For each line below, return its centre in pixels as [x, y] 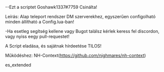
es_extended [18, 65]
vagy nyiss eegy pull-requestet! [37, 36]
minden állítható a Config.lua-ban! [40, 22]
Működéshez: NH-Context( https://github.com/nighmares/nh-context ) [76, 55]
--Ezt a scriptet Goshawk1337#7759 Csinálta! [51, 7]
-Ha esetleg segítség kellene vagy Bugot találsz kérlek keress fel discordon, [82, 31]
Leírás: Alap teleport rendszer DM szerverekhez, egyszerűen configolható [80, 16]
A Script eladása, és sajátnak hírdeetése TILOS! [53, 46]
